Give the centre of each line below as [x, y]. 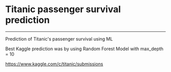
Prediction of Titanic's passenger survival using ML [59, 39]
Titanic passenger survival [63, 9]
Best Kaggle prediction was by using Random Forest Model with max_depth [84, 49]
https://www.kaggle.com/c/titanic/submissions [54, 64]
